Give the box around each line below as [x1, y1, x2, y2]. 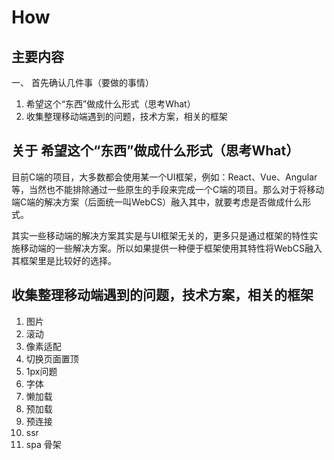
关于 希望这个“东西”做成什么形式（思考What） [11, 142, 300, 160]
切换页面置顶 [25, 352, 79, 365]
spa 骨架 [25, 438, 62, 450]
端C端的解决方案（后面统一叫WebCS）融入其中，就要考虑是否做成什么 [11, 196, 303, 208]
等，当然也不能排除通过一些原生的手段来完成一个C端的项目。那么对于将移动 [11, 183, 325, 195]
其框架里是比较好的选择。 [11, 254, 117, 266]
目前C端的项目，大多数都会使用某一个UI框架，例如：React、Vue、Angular [11, 171, 318, 183]
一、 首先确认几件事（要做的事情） [11, 77, 154, 88]
